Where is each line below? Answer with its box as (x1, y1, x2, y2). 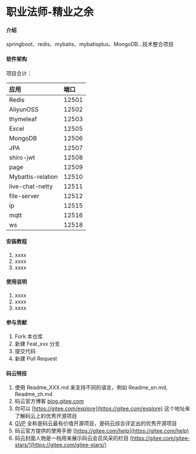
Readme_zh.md (14, 391, 53, 398)
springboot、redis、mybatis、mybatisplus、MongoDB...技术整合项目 (6, 41, 174, 48)
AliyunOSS (9, 105, 39, 113)
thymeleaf (9, 115, 37, 123)
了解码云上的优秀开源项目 (14, 413, 77, 420)
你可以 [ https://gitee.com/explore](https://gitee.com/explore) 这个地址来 (14, 405, 191, 412)
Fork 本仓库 (14, 333, 43, 340)
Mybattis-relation (9, 172, 58, 181)
